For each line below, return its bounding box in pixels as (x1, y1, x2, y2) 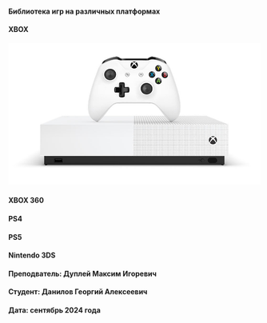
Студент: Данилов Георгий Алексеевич (8, 287, 148, 297)
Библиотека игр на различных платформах (8, 6, 161, 16)
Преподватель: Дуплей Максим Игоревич (8, 269, 157, 278)
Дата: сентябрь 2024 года (8, 305, 102, 315)
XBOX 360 (8, 196, 44, 205)
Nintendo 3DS (8, 250, 56, 260)
